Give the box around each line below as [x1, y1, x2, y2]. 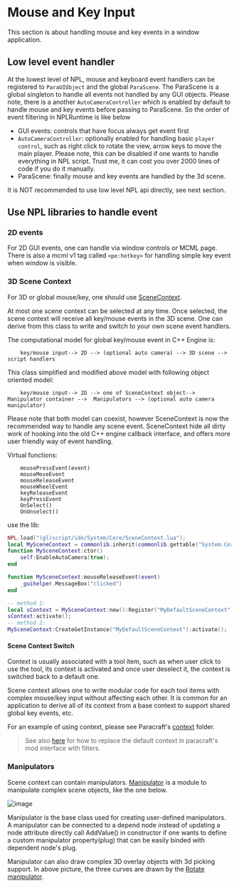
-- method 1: [7, 599, 46, 607]
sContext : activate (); [7, 613, 72, 620]
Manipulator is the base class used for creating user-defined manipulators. [7, 813, 226, 822]
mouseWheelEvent [20, 483, 69, 490]
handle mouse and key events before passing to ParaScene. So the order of [7, 105, 230, 114]
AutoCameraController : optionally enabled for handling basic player [17, 134, 215, 142]
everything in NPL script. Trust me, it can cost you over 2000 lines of [17, 157, 221, 165]
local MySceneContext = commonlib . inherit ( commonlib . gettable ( [7, 541, 199, 548]
